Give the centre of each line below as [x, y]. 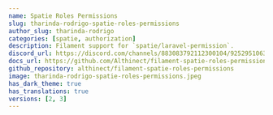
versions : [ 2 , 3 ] [38, 99]
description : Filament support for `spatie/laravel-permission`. [121, 46]
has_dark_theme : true [45, 83]
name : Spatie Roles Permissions [63, 16]
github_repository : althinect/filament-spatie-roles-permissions [121, 69]
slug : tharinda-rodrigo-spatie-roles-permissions [94, 23]
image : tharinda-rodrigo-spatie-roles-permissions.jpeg [105, 76]
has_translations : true [49, 91]
